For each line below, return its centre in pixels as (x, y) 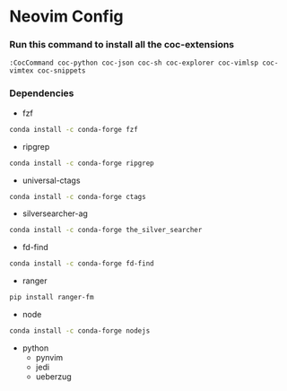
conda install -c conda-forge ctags (78, 196)
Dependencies (42, 93)
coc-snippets (62, 71)
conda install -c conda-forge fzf (74, 129)
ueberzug (53, 376)
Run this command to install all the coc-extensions (122, 45)
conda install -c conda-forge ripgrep (82, 163)
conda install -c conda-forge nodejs (80, 331)
